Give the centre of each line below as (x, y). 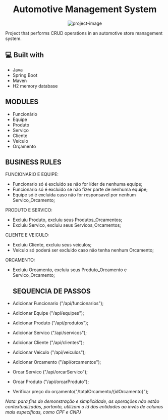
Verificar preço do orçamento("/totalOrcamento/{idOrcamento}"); (80, 392)
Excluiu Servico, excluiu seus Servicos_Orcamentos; (67, 225)
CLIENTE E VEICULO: (27, 235)
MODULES (22, 102)
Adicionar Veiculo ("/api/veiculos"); (49, 352)
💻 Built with (25, 55)
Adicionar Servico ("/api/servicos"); (50, 333)
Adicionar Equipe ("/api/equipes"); (48, 313)
